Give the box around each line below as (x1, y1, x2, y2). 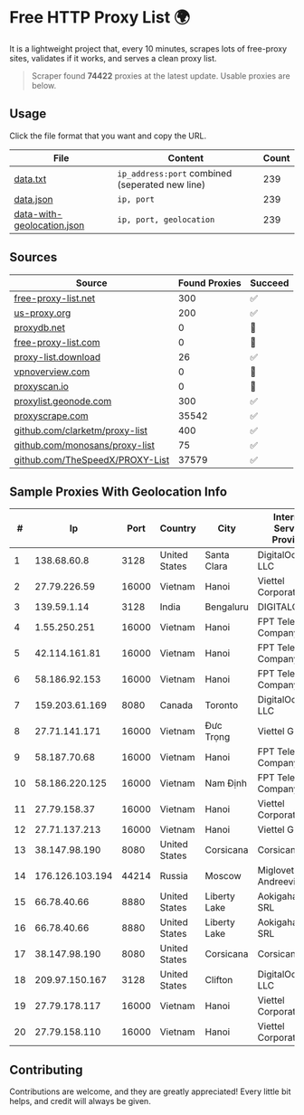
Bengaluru (204, 600, 249, 613)
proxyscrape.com (14, 409, 89, 421)
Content (167, 151, 204, 164)
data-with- (14, 207, 63, 220)
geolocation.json (14, 219, 85, 232)
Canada (159, 699, 193, 712)
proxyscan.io (14, 380, 70, 392)
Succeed (250, 277, 290, 289)
